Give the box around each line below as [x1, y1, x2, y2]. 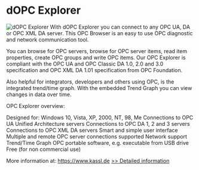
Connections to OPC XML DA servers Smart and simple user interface [6, 126, 178, 134]
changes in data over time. [6, 91, 72, 98]
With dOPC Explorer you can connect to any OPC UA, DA [50, 23, 190, 30]
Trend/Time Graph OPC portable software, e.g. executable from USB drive [6, 139, 189, 146]
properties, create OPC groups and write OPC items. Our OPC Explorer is [6, 54, 186, 61]
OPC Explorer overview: [6, 102, 65, 109]
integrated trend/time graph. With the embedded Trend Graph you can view [6, 84, 192, 91]
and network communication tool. [6, 36, 89, 43]
